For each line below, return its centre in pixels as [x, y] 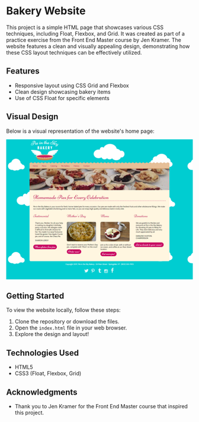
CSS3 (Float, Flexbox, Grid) [48, 373]
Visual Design [32, 117]
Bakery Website [46, 11]
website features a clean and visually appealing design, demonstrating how [98, 46]
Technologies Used [42, 353]
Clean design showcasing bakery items [62, 92]
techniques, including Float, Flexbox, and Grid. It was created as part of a [96, 33]
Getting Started [35, 295]
